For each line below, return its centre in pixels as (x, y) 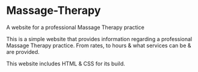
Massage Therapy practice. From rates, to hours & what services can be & (99, 45)
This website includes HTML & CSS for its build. (66, 64)
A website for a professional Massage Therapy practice (75, 27)
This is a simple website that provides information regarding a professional (99, 39)
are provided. (23, 51)
